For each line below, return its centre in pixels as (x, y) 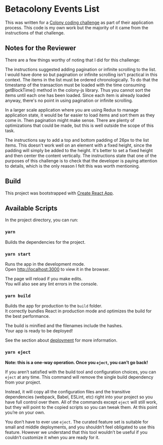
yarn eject (18, 352)
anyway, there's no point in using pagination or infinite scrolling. (69, 100)
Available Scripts (31, 208)
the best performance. (27, 316)
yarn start (18, 254)
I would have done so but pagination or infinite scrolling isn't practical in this (81, 75)
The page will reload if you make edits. (44, 278)
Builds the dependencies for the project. (45, 242)
